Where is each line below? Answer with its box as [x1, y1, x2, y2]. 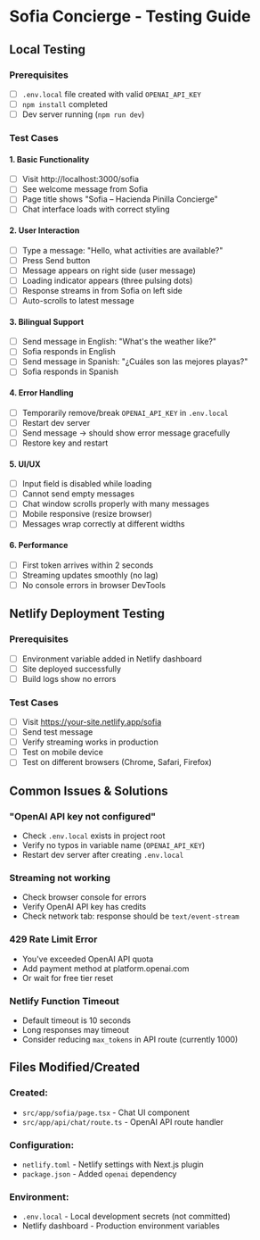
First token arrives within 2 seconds [21, 560, 154, 570]
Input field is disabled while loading [21, 479, 152, 489]
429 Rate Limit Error [9, 933, 98, 945]
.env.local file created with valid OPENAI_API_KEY [21, 88, 202, 99]
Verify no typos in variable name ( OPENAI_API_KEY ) [21, 840, 206, 850]
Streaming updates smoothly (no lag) [21, 570, 158, 580]
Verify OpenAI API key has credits [21, 902, 147, 912]
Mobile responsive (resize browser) [21, 509, 153, 520]
